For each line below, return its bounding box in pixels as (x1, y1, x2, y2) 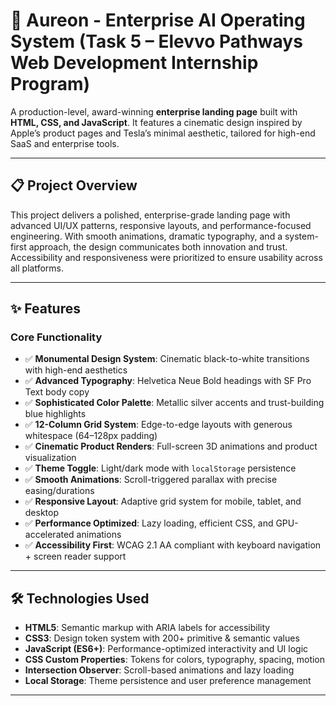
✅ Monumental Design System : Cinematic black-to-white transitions (24, 353, 310, 365)
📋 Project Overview (10, 177, 138, 194)
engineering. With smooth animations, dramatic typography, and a (10, 230, 283, 242)
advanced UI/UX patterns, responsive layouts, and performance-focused (10, 219, 312, 231)
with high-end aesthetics (24, 364, 128, 376)
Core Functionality (10, 330, 103, 344)
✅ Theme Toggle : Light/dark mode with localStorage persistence (24, 462, 297, 474)
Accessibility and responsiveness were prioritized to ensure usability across (10, 251, 323, 263)
